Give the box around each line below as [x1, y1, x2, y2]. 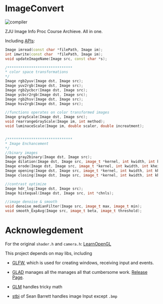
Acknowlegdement [5, 225, 83, 236]
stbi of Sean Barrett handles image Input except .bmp [12, 293, 117, 299]
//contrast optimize [5, 181, 47, 186]
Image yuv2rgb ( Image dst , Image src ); [5, 83, 83, 88]
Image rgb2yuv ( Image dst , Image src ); [5, 79, 83, 84]
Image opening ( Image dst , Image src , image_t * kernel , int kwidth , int [5, 168, 153, 173]
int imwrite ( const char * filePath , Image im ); [5, 52, 103, 56]
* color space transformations [5, 70, 68, 74]
